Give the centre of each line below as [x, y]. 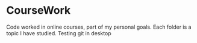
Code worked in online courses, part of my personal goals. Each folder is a [99, 27]
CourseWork [39, 10]
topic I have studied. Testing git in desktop [59, 33]
